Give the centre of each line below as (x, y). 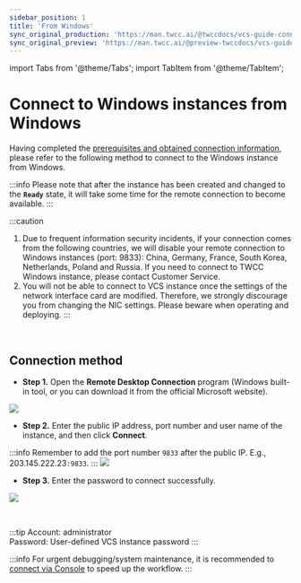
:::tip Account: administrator (60, 532)
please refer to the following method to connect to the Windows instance (144, 158)
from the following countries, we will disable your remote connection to (153, 248)
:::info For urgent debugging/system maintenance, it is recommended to (142, 559)
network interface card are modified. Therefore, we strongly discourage (155, 296)
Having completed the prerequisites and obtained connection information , (146, 148)
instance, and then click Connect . (85, 435)
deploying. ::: (46, 315)
